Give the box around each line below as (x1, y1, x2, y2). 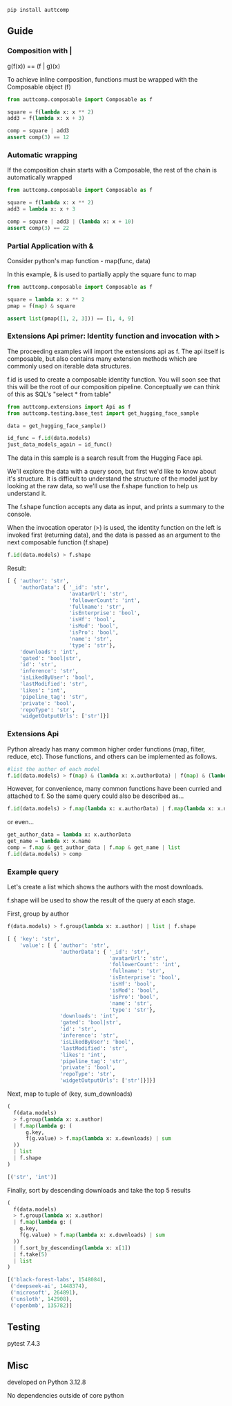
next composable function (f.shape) (7, 538, 109, 546)
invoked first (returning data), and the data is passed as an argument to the (7, 531, 221, 540)
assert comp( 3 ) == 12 (7, 134, 70, 141)
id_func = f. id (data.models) (7, 435, 91, 442)
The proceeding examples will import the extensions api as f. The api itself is (7, 347, 225, 355)
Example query (7, 866, 59, 876)
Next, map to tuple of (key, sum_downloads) (7, 1089, 133, 1098)
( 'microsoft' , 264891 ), (10, 1289, 79, 1297)
